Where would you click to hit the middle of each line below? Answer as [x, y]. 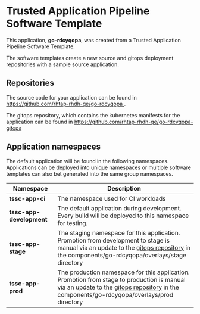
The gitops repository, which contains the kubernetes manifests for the [93, 115]
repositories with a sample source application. [62, 64]
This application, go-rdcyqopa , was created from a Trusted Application [94, 40]
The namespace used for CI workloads [112, 198]
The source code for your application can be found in [71, 97]
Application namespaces [54, 147]
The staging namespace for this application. [119, 232]
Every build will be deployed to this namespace [123, 216]
